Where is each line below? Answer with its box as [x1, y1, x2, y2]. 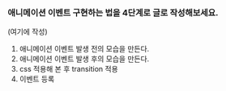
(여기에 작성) [7, 27, 48, 37]
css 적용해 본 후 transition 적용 [19, 64, 118, 74]
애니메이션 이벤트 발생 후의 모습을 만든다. [19, 54, 150, 64]
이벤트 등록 [19, 74, 55, 84]
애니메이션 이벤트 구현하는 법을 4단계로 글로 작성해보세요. [7, 6, 220, 18]
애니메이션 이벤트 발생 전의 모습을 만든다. [19, 44, 150, 54]
